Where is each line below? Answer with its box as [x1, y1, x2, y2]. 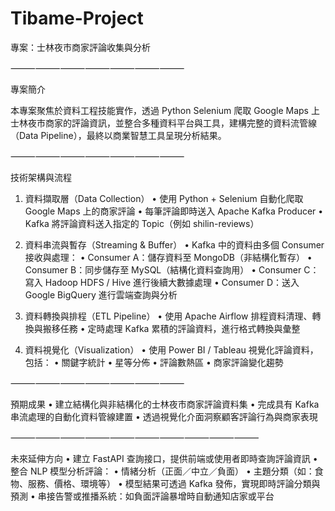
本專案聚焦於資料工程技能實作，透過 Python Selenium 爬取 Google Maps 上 [10, 104, 320, 116]
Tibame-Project [10, 7, 144, 30]
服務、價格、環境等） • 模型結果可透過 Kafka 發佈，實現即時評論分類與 [27, 477, 321, 489]
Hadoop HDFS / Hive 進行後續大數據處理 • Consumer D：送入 [44, 276, 300, 288]
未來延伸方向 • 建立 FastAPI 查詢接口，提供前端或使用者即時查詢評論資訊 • [10, 452, 318, 464]
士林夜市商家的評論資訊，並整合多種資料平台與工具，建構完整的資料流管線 [10, 117, 317, 129]
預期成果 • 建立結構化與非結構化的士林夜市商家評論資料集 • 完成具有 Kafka [10, 398, 320, 410]
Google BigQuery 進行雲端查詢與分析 [24, 288, 178, 301]
